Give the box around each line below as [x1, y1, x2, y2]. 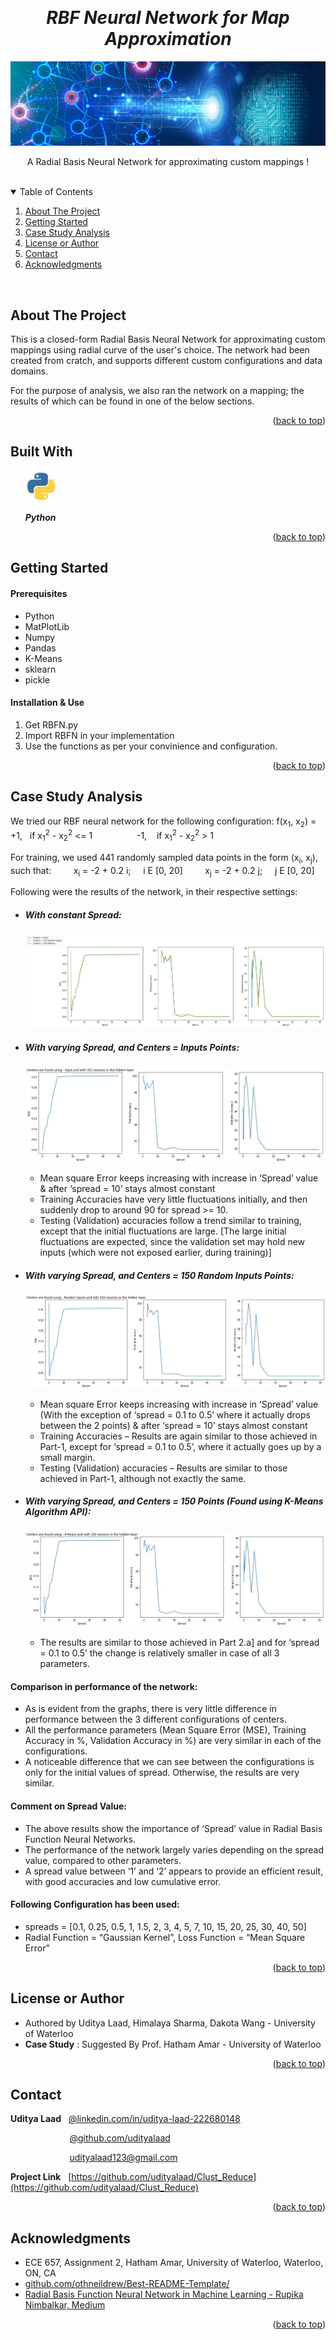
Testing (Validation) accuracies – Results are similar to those [39, 1462, 288, 1474]
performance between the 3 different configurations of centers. [24, 1713, 287, 1726]
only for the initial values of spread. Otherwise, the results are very [24, 1767, 300, 1779]
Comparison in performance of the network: [10, 1680, 198, 1692]
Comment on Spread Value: [10, 1800, 127, 1812]
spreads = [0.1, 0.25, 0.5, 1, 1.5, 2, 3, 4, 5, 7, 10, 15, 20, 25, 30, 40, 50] [24, 1920, 307, 1932]
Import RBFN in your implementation [24, 729, 175, 741]
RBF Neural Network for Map [46, 7, 290, 29]
